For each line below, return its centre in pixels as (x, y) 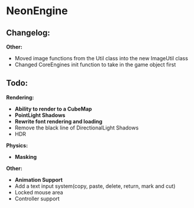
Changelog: (28, 33)
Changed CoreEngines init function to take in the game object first (95, 64)
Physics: (17, 145)
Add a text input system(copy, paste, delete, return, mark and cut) (95, 186)
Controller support (37, 199)
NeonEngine (37, 11)
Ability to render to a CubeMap (53, 109)
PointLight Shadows (40, 115)
